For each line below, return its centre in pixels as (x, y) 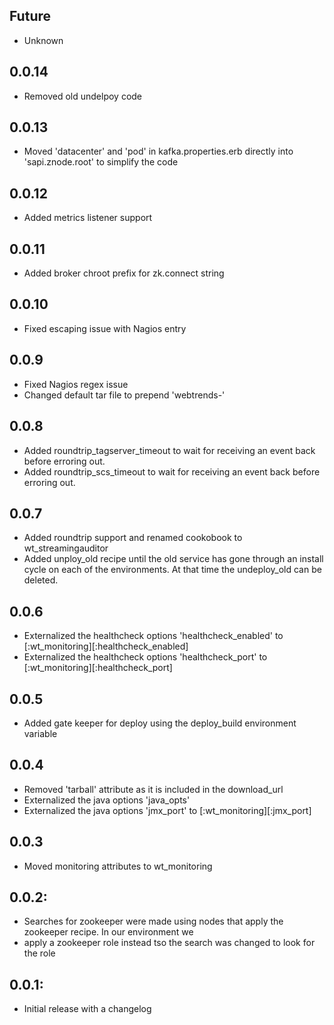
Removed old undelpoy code (83, 96)
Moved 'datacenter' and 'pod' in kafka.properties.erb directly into (158, 151)
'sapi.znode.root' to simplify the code (101, 162)
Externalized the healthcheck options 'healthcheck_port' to (145, 657)
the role (39, 953)
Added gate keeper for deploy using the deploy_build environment (160, 723)
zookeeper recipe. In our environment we (108, 932)
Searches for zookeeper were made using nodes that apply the (153, 921)
